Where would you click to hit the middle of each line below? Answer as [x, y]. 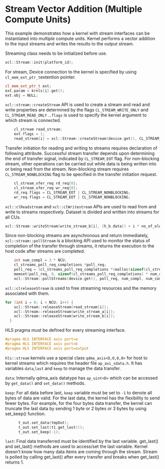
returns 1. [14, 462]
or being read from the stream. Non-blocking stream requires [67, 169]
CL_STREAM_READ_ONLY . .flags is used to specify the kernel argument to [76, 115]
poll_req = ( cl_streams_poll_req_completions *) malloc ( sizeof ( [80, 270]
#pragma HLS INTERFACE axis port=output [47, 348]
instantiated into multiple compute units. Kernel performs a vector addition [80, 39]
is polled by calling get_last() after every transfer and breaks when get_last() [82, 457]
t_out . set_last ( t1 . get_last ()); [51, 427]
